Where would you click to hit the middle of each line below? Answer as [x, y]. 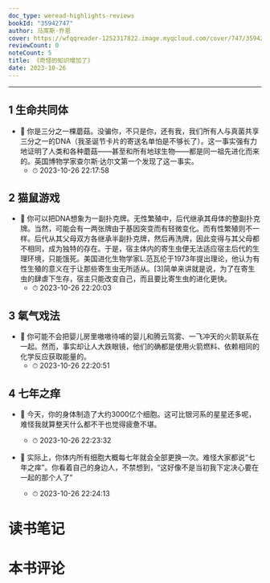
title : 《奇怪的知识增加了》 [51, 61]
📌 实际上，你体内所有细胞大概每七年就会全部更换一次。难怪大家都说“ [134, 457]
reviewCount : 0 [34, 46]
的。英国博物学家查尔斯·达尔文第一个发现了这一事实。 [109, 161]
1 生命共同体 [39, 110]
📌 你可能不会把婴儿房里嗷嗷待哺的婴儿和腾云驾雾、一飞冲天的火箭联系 [136, 336]
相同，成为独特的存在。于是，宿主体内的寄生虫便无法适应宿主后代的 [140, 249]
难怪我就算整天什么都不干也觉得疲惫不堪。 [90, 424]
